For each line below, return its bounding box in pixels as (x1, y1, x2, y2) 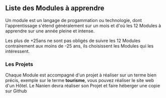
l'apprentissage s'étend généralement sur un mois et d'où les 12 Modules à (5, 22, 161, 28)
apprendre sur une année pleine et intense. (5, 27, 95, 34)
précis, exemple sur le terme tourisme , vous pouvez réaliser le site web (5, 77, 154, 83)
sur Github (5, 88, 27, 94)
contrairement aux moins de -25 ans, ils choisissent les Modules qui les (5, 42, 154, 49)
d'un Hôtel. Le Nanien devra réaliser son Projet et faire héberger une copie (5, 82, 160, 89)
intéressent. (5, 48, 30, 54)
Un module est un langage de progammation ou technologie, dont (5, 17, 142, 23)
